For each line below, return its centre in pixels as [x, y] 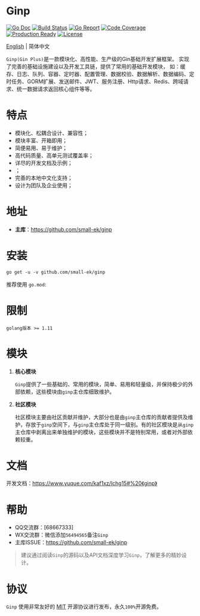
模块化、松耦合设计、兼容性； [51, 133]
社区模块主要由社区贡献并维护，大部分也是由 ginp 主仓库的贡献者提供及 [101, 417]
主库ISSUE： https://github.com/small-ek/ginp [71, 542]
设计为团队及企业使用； [44, 185]
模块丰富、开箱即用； [41, 140]
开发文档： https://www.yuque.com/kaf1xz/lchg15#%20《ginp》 [82, 483]
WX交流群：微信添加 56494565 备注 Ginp [61, 535]
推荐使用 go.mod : [26, 284]
